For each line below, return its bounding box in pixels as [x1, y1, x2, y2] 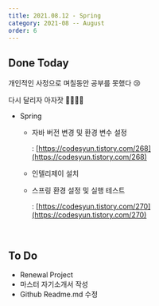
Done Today [8, 56, 69, 70]
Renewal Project [19, 270, 74, 280]
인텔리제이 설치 [31, 169, 79, 178]
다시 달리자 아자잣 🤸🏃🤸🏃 [8, 95, 84, 105]
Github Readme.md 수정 [19, 289, 98, 299]
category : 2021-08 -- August [8, 19, 105, 27]
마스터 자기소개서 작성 [19, 280, 89, 288]
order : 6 [8, 26, 37, 34]
